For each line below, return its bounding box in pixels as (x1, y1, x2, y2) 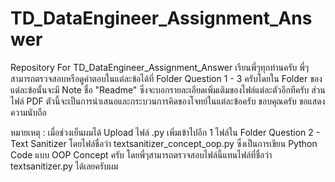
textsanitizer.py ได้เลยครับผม (10, 160, 119, 172)
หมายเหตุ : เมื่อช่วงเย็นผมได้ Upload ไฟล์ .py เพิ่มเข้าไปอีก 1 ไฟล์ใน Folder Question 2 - (10, 126, 321, 138)
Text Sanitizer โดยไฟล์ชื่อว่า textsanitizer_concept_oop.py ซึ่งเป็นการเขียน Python (10, 137, 318, 149)
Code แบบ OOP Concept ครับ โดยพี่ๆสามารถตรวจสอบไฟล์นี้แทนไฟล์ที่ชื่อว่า (10, 148, 273, 161)
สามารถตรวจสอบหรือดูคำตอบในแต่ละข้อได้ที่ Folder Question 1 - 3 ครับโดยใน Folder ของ (10, 72, 323, 84)
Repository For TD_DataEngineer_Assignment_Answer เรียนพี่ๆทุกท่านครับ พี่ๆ (10, 61, 310, 73)
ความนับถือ (10, 106, 47, 118)
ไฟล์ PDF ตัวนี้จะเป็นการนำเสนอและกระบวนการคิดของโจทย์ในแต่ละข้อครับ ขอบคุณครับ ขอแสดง (10, 95, 326, 107)
